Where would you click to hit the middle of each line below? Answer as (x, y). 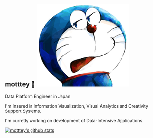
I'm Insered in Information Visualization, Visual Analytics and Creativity (77, 106)
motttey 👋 (20, 85)
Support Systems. (23, 111)
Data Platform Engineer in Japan (38, 96)
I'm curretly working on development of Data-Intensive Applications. (74, 120)
